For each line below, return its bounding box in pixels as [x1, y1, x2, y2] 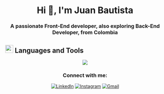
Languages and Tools [14, 46, 84, 55]
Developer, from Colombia [52, 29, 118, 36]
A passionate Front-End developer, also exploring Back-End [10, 23, 160, 30]
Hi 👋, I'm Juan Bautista [36, 5, 134, 16]
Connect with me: [62, 72, 108, 79]
